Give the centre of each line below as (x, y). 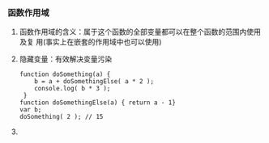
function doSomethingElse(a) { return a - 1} (97, 103)
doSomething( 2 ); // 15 (61, 117)
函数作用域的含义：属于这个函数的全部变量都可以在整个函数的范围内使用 (140, 32)
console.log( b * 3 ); (73, 89)
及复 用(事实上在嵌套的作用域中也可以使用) (90, 42)
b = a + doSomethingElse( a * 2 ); (94, 82)
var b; (30, 110)
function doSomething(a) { (65, 74)
